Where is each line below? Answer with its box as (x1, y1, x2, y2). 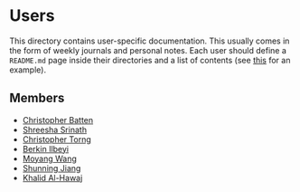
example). (9, 64, 47, 75)
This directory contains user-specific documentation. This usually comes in (9, 35, 290, 46)
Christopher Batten (22, 114, 94, 125)
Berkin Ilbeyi (22, 143, 70, 154)
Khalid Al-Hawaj (22, 172, 83, 183)
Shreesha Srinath (22, 124, 88, 135)
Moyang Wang (22, 153, 77, 164)
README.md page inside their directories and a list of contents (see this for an (9, 54, 291, 65)
